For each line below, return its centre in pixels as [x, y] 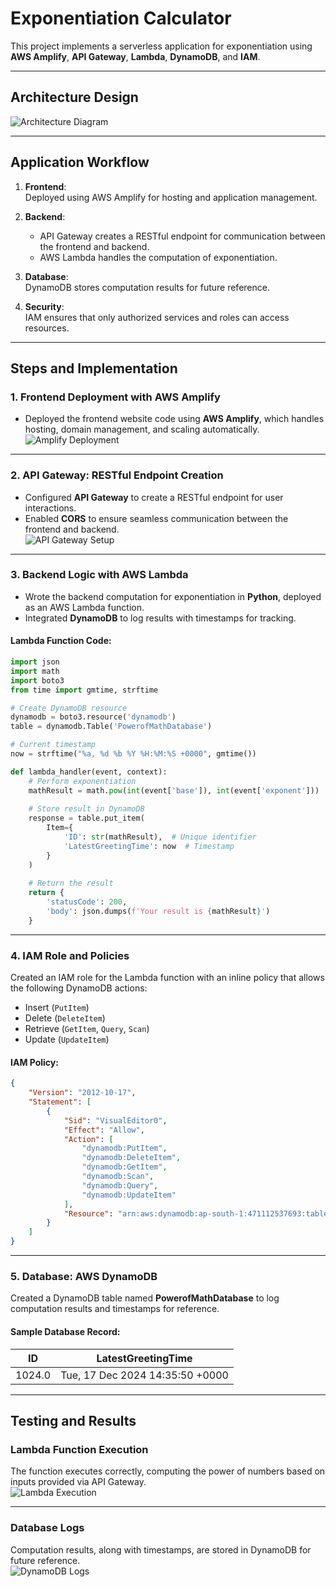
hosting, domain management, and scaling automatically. [142, 429]
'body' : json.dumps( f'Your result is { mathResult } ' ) [158, 912]
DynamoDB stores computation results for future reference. [147, 287]
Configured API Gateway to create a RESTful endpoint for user [154, 497]
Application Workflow [80, 162]
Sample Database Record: [65, 1331]
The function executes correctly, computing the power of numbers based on [168, 1471]
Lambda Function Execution [79, 1449]
